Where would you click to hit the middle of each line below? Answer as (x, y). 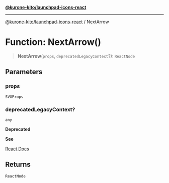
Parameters (24, 72)
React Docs (17, 149)
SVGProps (14, 97)
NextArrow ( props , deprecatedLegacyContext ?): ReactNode (76, 56)
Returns (18, 165)
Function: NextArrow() (53, 42)
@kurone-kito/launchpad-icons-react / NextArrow (57, 22)
